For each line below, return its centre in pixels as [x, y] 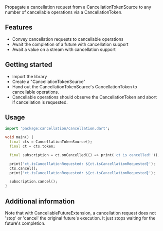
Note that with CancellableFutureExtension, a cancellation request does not [81, 213]
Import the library [29, 76]
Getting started [29, 65]
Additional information [40, 201]
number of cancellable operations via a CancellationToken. [64, 12]
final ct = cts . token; [32, 147]
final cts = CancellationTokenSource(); [51, 142]
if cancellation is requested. [40, 102]
